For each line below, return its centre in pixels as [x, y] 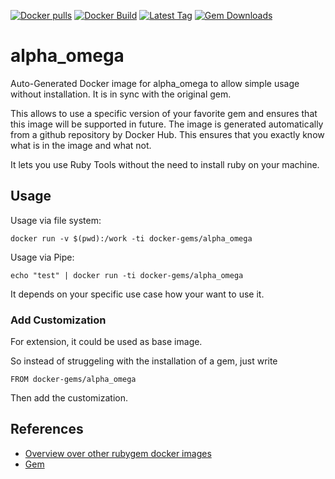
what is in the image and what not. [81, 145]
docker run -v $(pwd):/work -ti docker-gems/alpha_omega [131, 238]
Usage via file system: [56, 220]
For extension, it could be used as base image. [106, 342]
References [47, 429]
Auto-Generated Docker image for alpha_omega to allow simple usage [155, 83]
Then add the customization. [69, 398]
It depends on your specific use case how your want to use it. [137, 294]
